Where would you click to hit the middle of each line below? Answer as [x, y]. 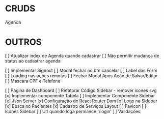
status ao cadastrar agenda [33, 61]
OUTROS [24, 42]
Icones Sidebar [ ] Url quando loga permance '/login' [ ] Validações [73, 111]
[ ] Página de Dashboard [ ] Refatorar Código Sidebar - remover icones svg [81, 90]
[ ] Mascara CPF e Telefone [33, 81]
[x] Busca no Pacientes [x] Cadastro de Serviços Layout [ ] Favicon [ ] [76, 106]
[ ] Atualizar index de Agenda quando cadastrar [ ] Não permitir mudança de [82, 56]
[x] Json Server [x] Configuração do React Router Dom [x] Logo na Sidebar [81, 101]
